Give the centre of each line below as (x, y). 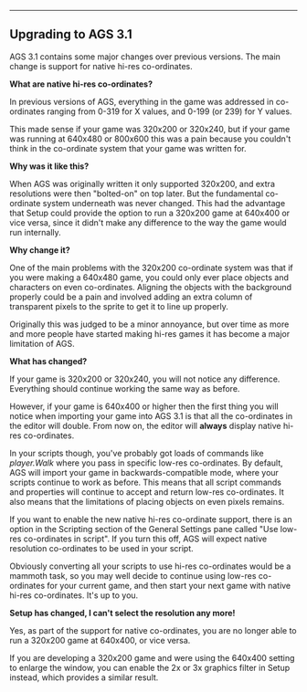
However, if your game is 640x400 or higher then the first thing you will (144, 406)
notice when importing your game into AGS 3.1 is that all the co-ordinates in (151, 415)
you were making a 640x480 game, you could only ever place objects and (149, 277)
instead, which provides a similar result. (84, 677)
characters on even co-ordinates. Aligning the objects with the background (151, 287)
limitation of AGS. (42, 343)
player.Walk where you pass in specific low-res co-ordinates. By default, (146, 463)
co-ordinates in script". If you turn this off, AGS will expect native (145, 539)
